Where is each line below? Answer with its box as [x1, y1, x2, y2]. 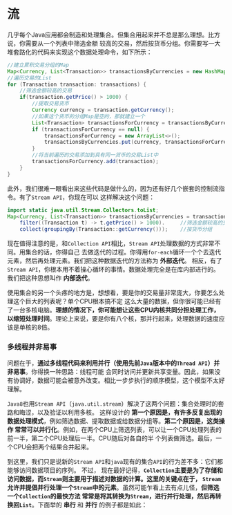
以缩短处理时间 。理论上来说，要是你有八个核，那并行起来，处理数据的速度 [7, 315, 219, 323]
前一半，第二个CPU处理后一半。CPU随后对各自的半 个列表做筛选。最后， [7, 434, 216, 442]
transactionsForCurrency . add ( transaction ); [32, 158, 159, 165]
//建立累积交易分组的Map [7, 62, 69, 68]
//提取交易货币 [32, 100, 69, 107]
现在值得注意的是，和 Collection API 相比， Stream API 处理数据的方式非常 [7, 239, 215, 247]
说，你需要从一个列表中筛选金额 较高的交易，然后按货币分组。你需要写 [7, 39, 209, 47]
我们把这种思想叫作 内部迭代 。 [7, 274, 94, 282]
